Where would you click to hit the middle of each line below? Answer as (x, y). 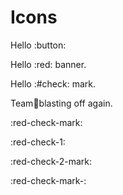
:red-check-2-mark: (51, 161)
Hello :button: (38, 45)
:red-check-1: (38, 142)
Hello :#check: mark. (53, 83)
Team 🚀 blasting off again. (61, 103)
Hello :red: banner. (48, 64)
